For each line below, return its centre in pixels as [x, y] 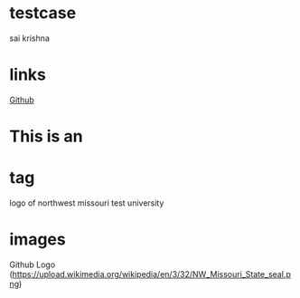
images [37, 240]
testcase [43, 13]
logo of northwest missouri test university [87, 203]
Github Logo [33, 264]
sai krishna [29, 38]
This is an [46, 136]
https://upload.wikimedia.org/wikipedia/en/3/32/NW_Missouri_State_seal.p [151, 274]
